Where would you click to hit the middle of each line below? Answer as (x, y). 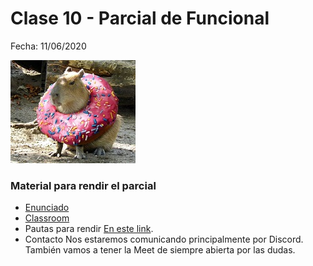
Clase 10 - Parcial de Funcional (140, 18)
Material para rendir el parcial (83, 185)
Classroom (47, 218)
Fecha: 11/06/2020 (48, 46)
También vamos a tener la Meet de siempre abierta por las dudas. (160, 250)
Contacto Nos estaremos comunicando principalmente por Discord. (164, 239)
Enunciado (47, 208)
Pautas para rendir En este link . (89, 229)
